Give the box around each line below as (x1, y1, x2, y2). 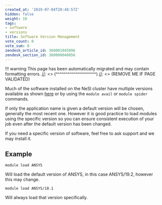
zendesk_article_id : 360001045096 (5, 48, 76, 53)
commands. (5, 96, 29, 102)
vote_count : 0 (5, 39, 34, 44)
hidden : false (5, 12, 34, 17)
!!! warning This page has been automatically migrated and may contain (5, 66, 149, 72)
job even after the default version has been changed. (5, 121, 112, 127)
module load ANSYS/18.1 (5, 186, 54, 191)
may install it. (5, 136, 32, 142)
